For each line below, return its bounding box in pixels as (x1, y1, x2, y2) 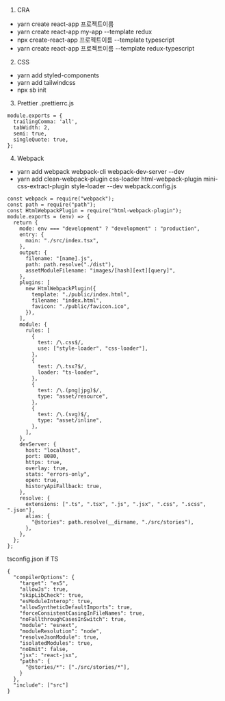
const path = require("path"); (7, 201, 96, 208)
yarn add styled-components (16, 71, 100, 79)
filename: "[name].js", (25, 255, 94, 262)
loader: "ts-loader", (37, 369, 99, 376)
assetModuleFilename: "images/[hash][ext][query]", (25, 267, 176, 274)
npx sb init (16, 86, 47, 94)
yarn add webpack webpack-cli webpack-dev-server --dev (16, 168, 185, 175)
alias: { (25, 513, 51, 520)
